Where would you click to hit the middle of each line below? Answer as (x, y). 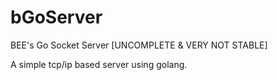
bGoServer (56, 17)
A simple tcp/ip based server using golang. (99, 64)
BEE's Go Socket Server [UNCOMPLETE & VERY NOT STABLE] (139, 45)
